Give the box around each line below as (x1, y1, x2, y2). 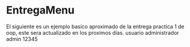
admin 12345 (6, 35, 38, 42)
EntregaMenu (6, 4, 75, 17)
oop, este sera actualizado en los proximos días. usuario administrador (6, 29, 179, 36)
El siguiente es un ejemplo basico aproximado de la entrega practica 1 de (6, 23, 185, 30)
